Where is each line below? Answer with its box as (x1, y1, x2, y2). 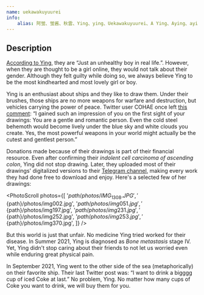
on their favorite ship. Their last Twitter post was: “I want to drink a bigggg (6, 269, 193, 276)
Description (6, 43, 52, 53)
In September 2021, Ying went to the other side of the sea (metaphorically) (6, 262, 194, 269)
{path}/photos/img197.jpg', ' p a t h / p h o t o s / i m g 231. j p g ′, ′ (6, 206, 141, 214)
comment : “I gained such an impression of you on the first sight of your (6, 110, 185, 117)
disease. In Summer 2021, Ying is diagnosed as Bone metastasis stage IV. (6, 238, 191, 245)
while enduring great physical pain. (6, 250, 94, 258)
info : (6, 15, 20, 21)
